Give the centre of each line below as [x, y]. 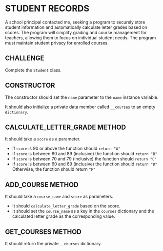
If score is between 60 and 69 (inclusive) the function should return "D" [85, 164]
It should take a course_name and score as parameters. [59, 197]
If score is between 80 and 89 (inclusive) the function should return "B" [85, 154]
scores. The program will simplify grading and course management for [76, 32]
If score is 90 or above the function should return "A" [66, 148]
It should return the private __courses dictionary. [53, 243]
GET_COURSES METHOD [43, 232]
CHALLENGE [25, 58]
